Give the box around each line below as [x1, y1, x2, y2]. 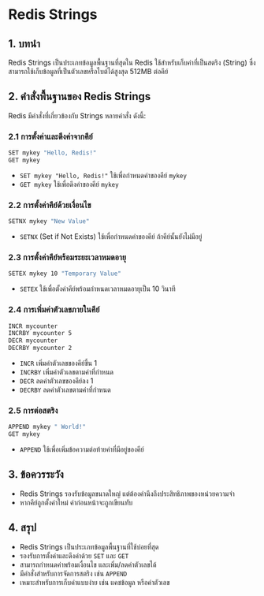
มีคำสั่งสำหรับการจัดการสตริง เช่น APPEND [19, 568, 128, 578]
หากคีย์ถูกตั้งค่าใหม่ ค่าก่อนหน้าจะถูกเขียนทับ [19, 497, 133, 507]
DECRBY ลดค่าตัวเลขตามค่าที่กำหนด [19, 385, 112, 394]
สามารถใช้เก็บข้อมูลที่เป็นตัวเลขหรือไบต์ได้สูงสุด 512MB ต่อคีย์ [8, 67, 169, 76]
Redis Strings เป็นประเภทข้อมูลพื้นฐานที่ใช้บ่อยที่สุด [19, 542, 159, 551]
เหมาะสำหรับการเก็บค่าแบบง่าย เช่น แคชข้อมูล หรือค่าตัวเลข [19, 577, 170, 587]
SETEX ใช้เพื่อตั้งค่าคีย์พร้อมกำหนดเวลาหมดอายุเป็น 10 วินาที [19, 284, 176, 293]
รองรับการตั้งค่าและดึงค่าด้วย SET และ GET [19, 550, 129, 561]
